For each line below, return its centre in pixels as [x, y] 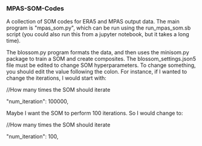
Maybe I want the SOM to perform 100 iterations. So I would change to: [95, 113]
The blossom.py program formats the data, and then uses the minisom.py [98, 52]
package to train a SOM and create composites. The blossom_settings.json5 [101, 59]
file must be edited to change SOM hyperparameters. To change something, [101, 65]
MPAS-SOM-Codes [35, 8]
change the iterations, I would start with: [57, 78]
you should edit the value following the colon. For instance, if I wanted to [97, 72]
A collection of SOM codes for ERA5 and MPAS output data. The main [93, 22]
